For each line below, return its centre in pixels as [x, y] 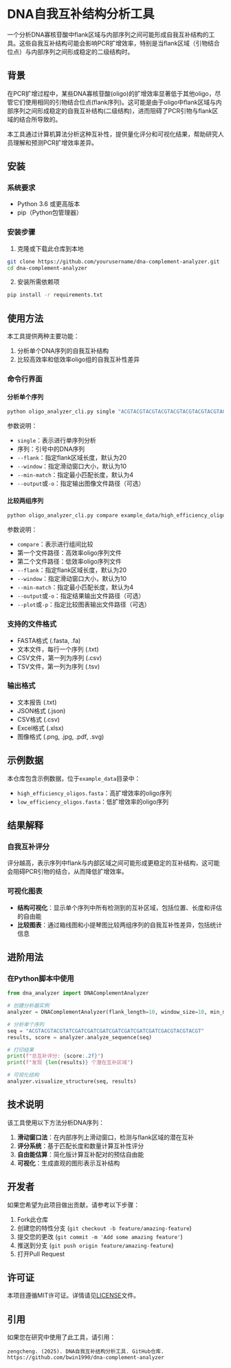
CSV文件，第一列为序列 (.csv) [59, 657]
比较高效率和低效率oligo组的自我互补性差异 [78, 360]
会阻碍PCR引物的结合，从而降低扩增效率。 [68, 872]
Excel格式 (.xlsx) [40, 728]
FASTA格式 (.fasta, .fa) [49, 640]
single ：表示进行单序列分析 [56, 440]
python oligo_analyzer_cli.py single [61, 412]
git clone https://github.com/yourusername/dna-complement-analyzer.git [113, 262]
